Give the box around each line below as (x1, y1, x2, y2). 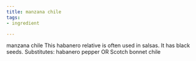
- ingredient (6, 20, 40, 26)
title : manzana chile (6, 8, 62, 15)
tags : (6, 14, 20, 21)
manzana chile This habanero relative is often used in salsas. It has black (6, 42, 190, 49)
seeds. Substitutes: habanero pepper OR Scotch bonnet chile (6, 48, 161, 56)
